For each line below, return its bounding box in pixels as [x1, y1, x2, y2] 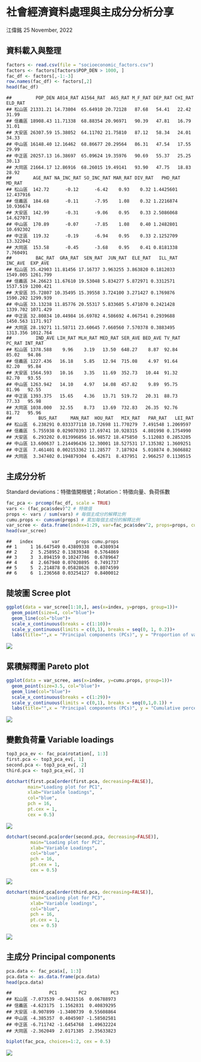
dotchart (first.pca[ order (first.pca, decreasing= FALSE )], [6, 778, 154, 784]
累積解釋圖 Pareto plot [6, 661, 89, 671]
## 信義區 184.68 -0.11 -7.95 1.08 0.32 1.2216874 [6, 198, 178, 204]
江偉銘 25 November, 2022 [6, 26, 73, 34]
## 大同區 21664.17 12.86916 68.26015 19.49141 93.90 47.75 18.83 [6, 165, 191, 171]
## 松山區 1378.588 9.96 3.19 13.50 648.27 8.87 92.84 [6, 347, 178, 353]
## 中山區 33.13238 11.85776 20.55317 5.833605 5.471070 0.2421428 [6, 302, 175, 308]
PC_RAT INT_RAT [6, 341, 44, 347]
